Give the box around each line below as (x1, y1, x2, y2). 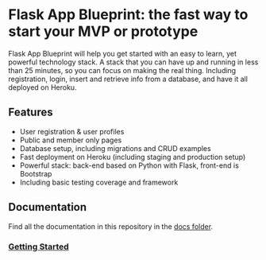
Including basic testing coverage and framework (19, 177, 179, 187)
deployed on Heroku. (8, 82, 77, 92)
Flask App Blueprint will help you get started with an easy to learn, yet (8, 49, 237, 58)
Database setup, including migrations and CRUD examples (19, 143, 212, 153)
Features (8, 106, 53, 119)
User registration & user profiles (19, 126, 125, 136)
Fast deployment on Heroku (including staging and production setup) (19, 152, 246, 161)
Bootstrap (19, 169, 52, 178)
